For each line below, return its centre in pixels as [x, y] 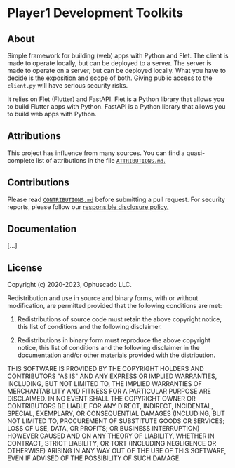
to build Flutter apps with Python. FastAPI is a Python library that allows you [116, 106]
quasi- [196, 153]
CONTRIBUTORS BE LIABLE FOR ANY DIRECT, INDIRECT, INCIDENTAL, [110, 406]
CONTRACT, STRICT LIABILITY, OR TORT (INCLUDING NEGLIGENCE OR [112, 443]
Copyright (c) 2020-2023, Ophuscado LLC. [69, 285]
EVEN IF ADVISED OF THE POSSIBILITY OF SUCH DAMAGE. [94, 458]
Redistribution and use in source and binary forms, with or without [103, 298]
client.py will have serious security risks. [68, 85]
